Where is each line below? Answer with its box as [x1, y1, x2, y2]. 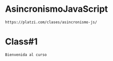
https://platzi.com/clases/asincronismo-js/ [5, 20, 97, 25]
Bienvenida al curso [5, 52, 47, 57]
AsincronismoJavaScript [5, 3, 108, 15]
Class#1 [5, 36, 38, 47]
